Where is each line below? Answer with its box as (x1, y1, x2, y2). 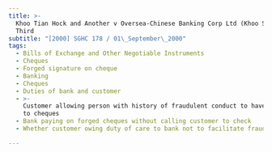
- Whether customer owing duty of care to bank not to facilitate (15, 125, 244, 133)
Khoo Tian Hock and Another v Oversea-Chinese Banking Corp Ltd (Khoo (15, 19, 259, 27)
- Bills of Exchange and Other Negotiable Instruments (15, 49, 205, 57)
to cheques (23, 110, 60, 118)
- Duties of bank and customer (15, 87, 121, 95)
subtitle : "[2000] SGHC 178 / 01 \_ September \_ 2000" (8, 34, 186, 43)
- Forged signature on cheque (15, 65, 117, 73)
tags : (8, 42, 27, 50)
